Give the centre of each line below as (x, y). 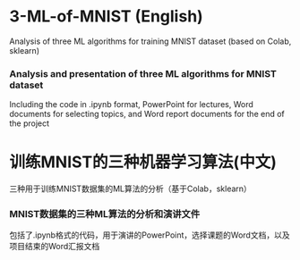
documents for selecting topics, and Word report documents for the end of (147, 114)
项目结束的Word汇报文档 (55, 247)
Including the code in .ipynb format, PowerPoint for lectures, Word (131, 105)
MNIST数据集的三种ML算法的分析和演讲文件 (105, 214)
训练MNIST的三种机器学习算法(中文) (143, 162)
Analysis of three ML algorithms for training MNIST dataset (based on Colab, (150, 41)
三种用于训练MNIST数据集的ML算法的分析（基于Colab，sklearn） (131, 189)
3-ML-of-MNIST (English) (106, 17)
